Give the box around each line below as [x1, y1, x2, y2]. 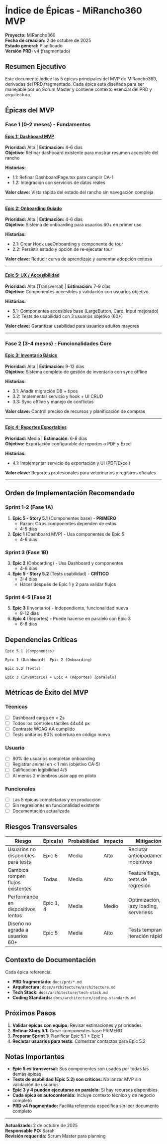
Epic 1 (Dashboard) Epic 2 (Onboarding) [5, 657, 92, 663]
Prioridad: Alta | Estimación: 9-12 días [5, 363, 84, 369]
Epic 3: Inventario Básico [5, 352, 58, 359]
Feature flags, [128, 869, 161, 876]
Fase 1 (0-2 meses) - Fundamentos [5, 121, 91, 128]
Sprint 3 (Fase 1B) [5, 549, 49, 556]
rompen [7, 873, 26, 880]
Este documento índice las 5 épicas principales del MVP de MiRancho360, [5, 75, 158, 82]
